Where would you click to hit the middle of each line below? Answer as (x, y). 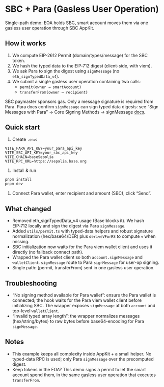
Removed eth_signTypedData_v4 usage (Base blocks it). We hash (78, 221)
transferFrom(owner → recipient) (54, 92)
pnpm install (18, 179)
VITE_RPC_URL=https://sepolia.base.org (46, 161)
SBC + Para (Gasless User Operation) (82, 9)
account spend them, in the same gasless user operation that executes (84, 375)
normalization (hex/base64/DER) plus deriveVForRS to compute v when (84, 236)
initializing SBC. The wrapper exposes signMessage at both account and (84, 305)
